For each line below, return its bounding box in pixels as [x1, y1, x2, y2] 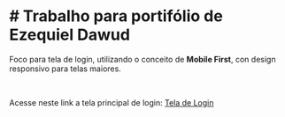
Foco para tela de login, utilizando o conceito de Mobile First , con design [9, 54, 276, 64]
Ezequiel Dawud [9, 25, 131, 45]
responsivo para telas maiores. [9, 63, 121, 74]
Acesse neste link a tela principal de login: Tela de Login [9, 97, 214, 107]
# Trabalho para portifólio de [9, 6, 223, 26]
